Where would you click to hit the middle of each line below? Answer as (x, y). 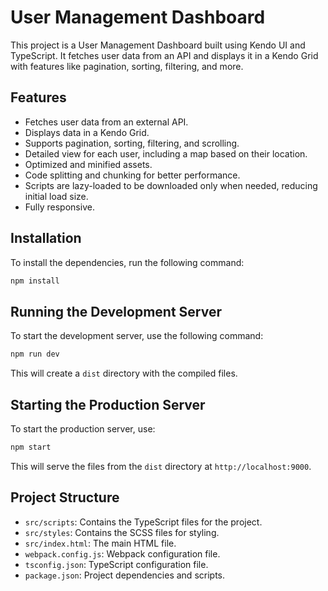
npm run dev (35, 354)
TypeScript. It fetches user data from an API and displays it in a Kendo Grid (164, 55)
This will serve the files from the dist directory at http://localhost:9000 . (161, 466)
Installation (46, 238)
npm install (35, 281)
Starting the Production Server (108, 404)
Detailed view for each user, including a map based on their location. (166, 153)
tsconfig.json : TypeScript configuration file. (116, 564)
